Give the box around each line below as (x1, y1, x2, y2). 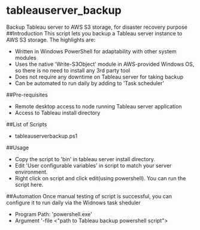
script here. (14, 181, 44, 188)
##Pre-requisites (6, 91, 48, 98)
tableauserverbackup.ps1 (14, 132, 78, 140)
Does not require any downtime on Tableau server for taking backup (14, 73, 184, 80)
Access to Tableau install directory (14, 109, 101, 116)
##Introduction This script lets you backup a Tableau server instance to (6, 29, 183, 37)
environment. (14, 168, 48, 175)
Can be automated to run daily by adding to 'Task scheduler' (14, 79, 165, 87)
